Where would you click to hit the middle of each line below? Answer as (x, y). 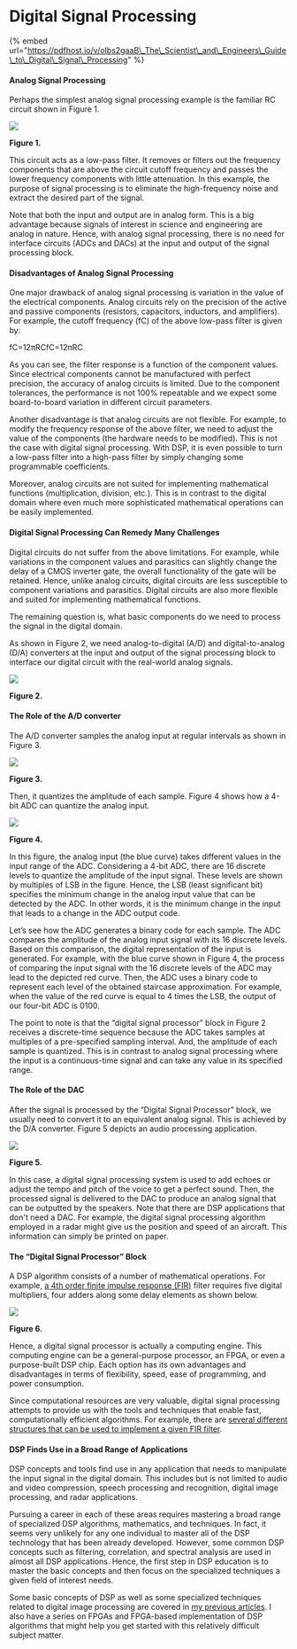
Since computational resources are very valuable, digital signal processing (145, 1401)
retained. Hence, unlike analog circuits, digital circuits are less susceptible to (148, 580)
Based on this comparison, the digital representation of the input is (130, 949)
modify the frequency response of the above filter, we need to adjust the (141, 429)
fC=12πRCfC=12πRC (46, 348)
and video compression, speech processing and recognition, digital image (144, 1488)
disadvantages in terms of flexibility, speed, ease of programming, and (138, 1374)
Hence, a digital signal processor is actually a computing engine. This (136, 1346)
